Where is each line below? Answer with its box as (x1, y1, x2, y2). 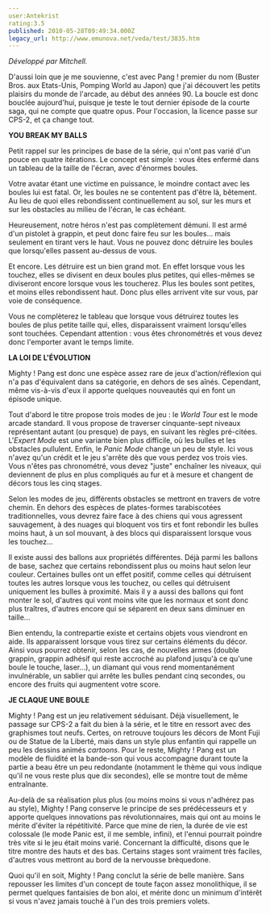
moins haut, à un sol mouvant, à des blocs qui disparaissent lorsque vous (8, 528, 252, 538)
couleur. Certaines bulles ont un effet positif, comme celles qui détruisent (8, 570, 251, 579)
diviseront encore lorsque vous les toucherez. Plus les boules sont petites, (8, 279, 255, 289)
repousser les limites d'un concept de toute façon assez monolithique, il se (8, 879, 257, 889)
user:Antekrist (8, 11, 60, 20)
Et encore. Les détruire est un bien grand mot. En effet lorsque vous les (8, 261, 246, 271)
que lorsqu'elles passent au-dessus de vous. (8, 246, 157, 256)
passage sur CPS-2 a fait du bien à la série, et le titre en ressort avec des (8, 720, 251, 729)
